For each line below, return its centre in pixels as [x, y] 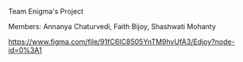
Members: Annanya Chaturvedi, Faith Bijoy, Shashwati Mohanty [112, 26]
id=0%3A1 [25, 50]
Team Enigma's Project [46, 11]
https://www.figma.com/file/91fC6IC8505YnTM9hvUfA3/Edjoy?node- [122, 42]
